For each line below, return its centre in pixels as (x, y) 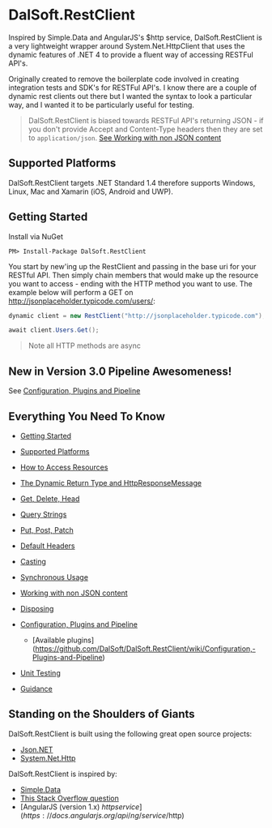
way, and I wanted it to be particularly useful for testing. (101, 105)
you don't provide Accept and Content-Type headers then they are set (145, 129)
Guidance (36, 689)
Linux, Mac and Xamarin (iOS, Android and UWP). (91, 191)
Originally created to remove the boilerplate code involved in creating (124, 79)
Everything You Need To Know (87, 416)
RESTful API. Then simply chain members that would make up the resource (134, 275)
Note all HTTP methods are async (85, 345)
